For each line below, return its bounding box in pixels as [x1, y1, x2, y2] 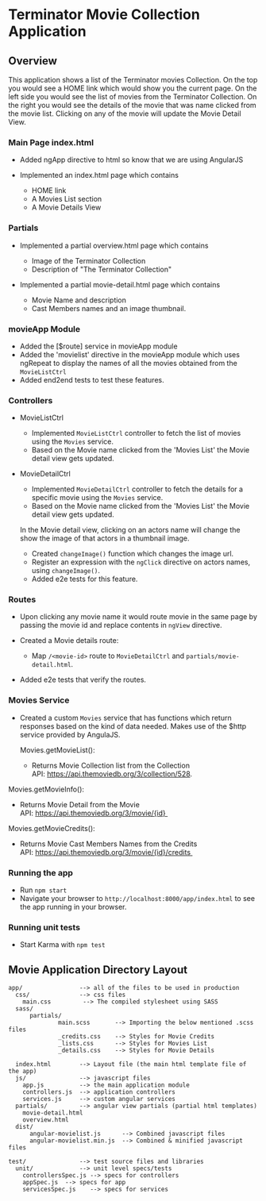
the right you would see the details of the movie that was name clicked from [8, 101, 256, 110]
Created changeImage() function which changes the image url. [31, 549, 234, 559]
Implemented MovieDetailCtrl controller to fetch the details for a [31, 484, 244, 494]
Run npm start [19, 885, 67, 895]
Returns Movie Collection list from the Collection [31, 760, 191, 770]
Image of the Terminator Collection [31, 256, 146, 265]
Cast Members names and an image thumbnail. [31, 303, 187, 313]
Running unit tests [8, 922, 81, 933]
